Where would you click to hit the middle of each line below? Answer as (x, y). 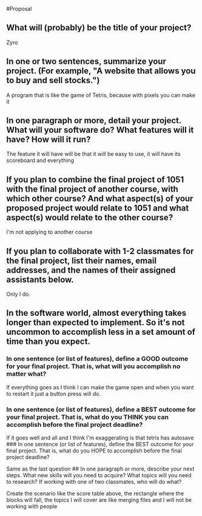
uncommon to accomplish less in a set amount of (101, 332)
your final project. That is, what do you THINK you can (87, 417)
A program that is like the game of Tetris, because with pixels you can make (101, 95)
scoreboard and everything (40, 161)
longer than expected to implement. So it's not (96, 323)
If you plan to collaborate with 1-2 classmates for (100, 251)
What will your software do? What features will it (100, 130)
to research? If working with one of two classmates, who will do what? (94, 482)
